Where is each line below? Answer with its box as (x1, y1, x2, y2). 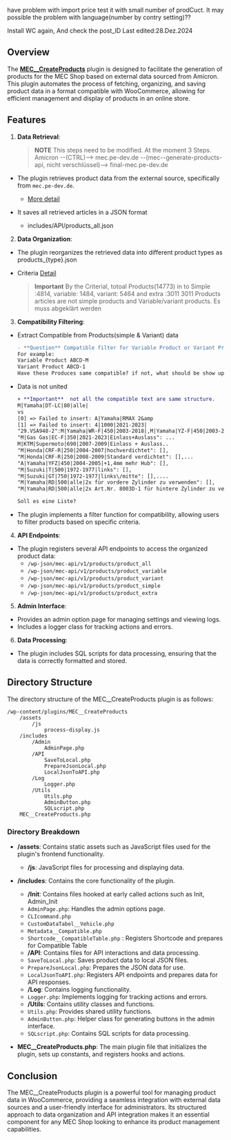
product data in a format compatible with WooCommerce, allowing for (7, 86, 205, 95)
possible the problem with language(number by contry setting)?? (7, 13, 192, 21)
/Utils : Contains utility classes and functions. (27, 1000, 155, 1008)
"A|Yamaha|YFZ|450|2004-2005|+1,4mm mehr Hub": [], (17, 460, 169, 466)
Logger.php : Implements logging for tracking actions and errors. (27, 993, 208, 1001)
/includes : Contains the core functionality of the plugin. (17, 876, 176, 885)
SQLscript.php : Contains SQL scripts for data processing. (27, 1030, 190, 1038)
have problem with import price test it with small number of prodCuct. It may (7, 6, 224, 14)
